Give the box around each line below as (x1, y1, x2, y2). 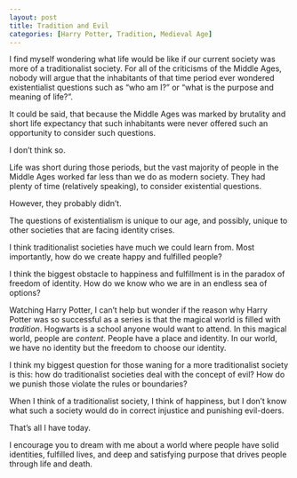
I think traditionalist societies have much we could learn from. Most (9, 242, 255, 253)
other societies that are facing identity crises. (9, 225, 175, 235)
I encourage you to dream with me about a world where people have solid (9, 440, 279, 450)
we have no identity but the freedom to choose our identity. (9, 343, 227, 354)
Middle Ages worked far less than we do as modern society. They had (9, 171, 266, 182)
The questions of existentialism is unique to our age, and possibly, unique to (9, 215, 288, 227)
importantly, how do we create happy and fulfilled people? (9, 251, 222, 262)
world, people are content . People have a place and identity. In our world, (9, 333, 278, 344)
